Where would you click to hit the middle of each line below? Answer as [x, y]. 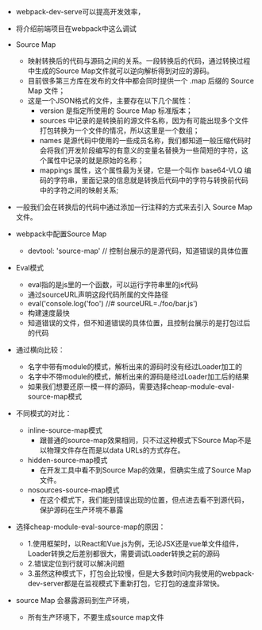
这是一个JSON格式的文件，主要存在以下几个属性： [110, 101]
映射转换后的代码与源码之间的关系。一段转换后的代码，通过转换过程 [139, 61]
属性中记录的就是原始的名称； [95, 160]
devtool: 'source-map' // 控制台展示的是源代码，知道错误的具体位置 [138, 251]
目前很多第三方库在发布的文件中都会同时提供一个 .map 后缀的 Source [141, 81]
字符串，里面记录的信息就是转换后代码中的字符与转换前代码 [151, 180]
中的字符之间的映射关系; [79, 190]
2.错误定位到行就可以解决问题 [76, 564]
